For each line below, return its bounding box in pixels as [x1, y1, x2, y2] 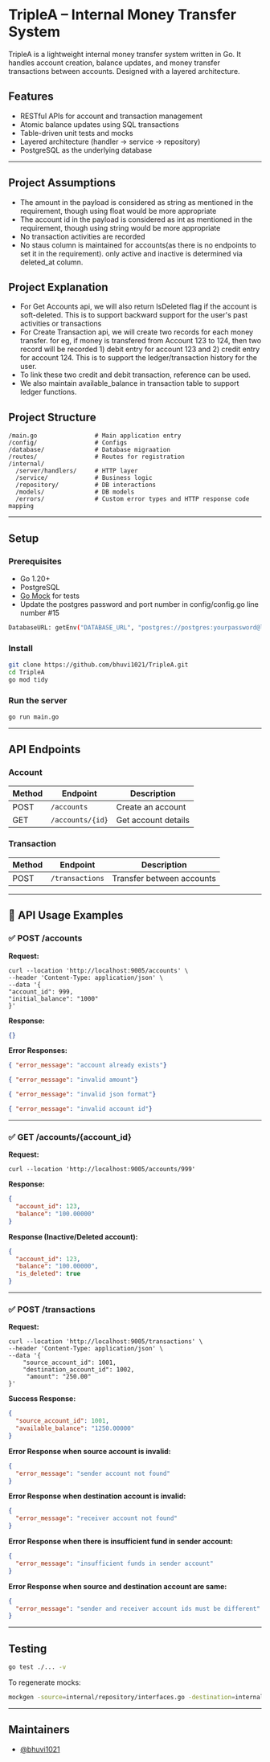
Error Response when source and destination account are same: [8, 1581, 227, 1591]
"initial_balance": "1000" [8, 994, 99, 1002]
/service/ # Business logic [15, 474, 153, 482]
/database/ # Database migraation [8, 446, 171, 454]
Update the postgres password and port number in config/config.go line [19, 599, 259, 609]
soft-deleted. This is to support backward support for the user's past [19, 310, 248, 320]
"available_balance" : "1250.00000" [15, 1424, 135, 1432]
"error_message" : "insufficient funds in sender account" [15, 1559, 215, 1567]
